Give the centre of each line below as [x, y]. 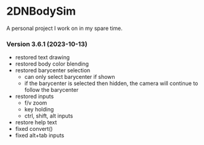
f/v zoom [36, 103]
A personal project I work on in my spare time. [64, 28]
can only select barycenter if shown [70, 77]
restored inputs [34, 97]
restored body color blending [52, 64]
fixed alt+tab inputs [40, 135]
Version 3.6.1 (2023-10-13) [47, 44]
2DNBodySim [41, 11]
